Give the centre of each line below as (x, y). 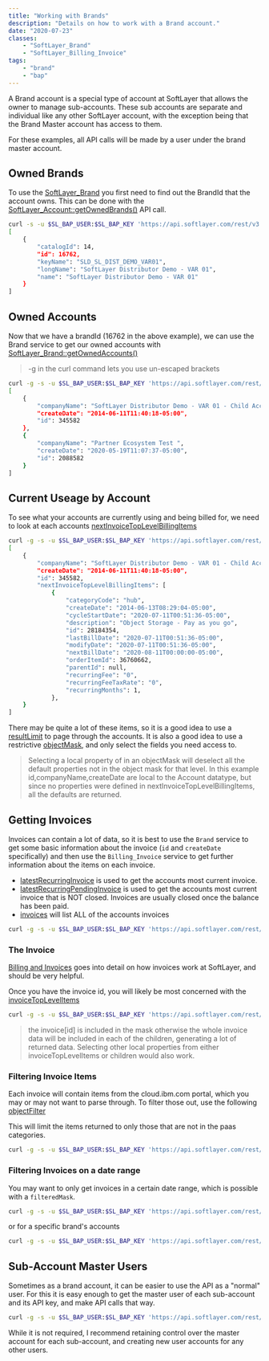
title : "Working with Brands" (59, 16)
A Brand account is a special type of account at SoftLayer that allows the (128, 98)
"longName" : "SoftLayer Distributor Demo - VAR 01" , (127, 269)
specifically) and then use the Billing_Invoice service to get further (121, 856)
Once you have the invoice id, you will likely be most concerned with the (127, 991)
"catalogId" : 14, (66, 247)
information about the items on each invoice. (82, 865)
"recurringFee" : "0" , (101, 675)
